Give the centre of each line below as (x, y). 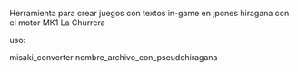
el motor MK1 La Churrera (58, 22)
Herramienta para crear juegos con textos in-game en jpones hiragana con (149, 13)
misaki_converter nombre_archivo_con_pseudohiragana (114, 57)
